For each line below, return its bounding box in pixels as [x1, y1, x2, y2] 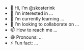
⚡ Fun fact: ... [10, 40, 38, 46]
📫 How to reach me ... [10, 27, 58, 33]
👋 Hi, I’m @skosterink [10, 5, 55, 11]
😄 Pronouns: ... [10, 34, 43, 40]
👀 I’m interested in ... [10, 10, 53, 16]
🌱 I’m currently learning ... [10, 16, 65, 21]
